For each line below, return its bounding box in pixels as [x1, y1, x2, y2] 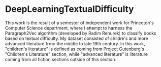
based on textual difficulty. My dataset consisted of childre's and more [5, 35, 149, 41]
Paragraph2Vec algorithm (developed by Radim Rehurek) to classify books [5, 30, 157, 36]
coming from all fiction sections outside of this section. [5, 56, 117, 62]
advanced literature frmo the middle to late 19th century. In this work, [5, 40, 145, 46]
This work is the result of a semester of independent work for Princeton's [5, 20, 154, 26]
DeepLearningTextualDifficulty [5, 3, 134, 15]
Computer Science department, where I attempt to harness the [5, 25, 132, 31]
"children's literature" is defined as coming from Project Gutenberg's [5, 46, 144, 52]
